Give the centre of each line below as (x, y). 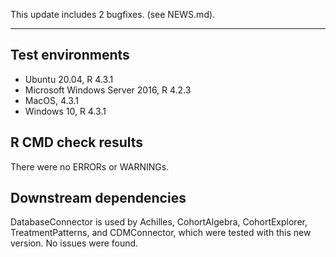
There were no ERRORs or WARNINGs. (90, 166)
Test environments (70, 55)
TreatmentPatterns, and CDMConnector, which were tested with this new (161, 233)
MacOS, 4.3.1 (52, 100)
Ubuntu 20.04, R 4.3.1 (69, 79)
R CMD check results (77, 142)
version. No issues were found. (74, 243)
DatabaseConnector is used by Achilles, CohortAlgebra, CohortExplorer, (159, 222)
